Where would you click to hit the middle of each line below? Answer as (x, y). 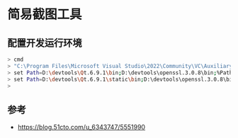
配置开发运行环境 (45, 43)
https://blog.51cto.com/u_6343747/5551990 (81, 127)
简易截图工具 (45, 15)
